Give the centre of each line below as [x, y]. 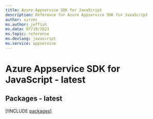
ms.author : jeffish [26, 24]
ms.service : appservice [31, 44]
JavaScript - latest [45, 80]
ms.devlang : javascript [31, 39]
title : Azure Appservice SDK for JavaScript [54, 10]
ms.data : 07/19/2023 [27, 29]
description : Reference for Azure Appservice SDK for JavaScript [76, 15]
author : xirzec [22, 19]
